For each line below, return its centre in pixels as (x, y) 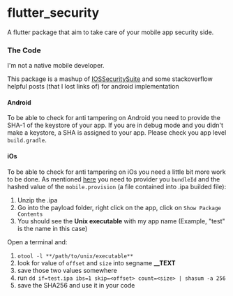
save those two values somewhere (67, 270)
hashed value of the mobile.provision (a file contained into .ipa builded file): (117, 186)
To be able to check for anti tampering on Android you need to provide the (114, 118)
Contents (30, 214)
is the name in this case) (52, 228)
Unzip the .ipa (37, 200)
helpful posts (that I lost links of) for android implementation (93, 87)
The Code (24, 50)
